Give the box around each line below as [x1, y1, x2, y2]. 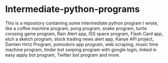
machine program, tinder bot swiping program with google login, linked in [5, 46, 157, 52]
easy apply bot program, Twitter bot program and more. [5, 51, 120, 58]
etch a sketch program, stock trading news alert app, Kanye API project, [5, 36, 154, 42]
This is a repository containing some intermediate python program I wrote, [5, 20, 159, 26]
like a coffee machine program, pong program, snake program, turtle [5, 25, 147, 31]
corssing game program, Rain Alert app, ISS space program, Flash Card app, [5, 30, 163, 36]
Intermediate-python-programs [5, 3, 140, 15]
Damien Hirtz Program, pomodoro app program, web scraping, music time [5, 41, 158, 47]
